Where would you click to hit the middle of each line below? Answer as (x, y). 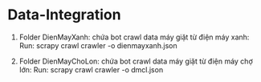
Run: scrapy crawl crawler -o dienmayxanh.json (98, 45)
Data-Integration (64, 15)
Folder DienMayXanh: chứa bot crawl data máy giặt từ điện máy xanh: (134, 37)
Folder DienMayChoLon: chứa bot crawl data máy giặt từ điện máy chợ (136, 61)
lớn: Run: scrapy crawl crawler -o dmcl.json (91, 69)
